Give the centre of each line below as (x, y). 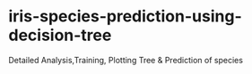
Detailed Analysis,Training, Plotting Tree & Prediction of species (126, 60)
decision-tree (60, 35)
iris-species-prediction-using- (126, 16)
